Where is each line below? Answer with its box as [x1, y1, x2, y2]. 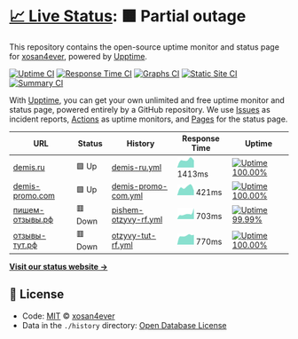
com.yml [111, 190, 144, 201]
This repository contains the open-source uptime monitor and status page [9, 41, 279, 52]
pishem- [111, 204, 144, 215]
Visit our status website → [9, 261, 108, 272]
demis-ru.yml [111, 162, 162, 173]
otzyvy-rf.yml [111, 214, 163, 225]
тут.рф [12, 240, 38, 250]
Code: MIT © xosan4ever [21, 311, 115, 321]
